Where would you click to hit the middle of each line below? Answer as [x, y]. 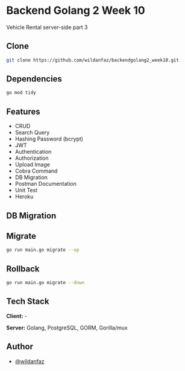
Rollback [23, 269]
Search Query [32, 133]
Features [23, 111]
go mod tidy [21, 93]
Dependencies [34, 79]
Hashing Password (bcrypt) [49, 139]
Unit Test [26, 190]
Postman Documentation [45, 184]
